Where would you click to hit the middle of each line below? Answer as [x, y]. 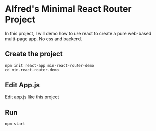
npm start [15, 124]
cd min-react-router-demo [32, 70]
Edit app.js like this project [32, 97]
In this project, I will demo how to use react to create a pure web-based [78, 33]
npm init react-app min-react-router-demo [50, 65]
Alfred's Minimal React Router [68, 9]
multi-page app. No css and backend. [44, 39]
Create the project [34, 54]
